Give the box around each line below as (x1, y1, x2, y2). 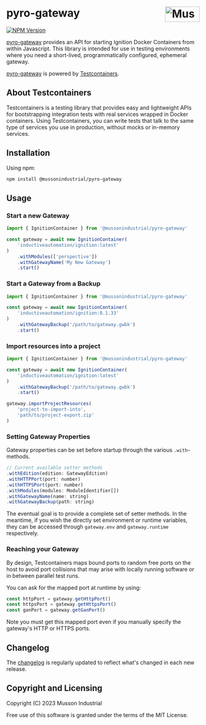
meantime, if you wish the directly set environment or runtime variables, (6, 516, 188, 524)
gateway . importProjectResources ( (6, 401, 92, 407)
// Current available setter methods (6, 465, 103, 471)
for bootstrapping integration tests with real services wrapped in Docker (6, 110, 189, 118)
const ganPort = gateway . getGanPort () (6, 607, 105, 613)
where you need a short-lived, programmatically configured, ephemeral (6, 51, 187, 58)
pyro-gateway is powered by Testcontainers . (6, 69, 120, 77)
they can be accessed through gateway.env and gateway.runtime (6, 523, 169, 530)
